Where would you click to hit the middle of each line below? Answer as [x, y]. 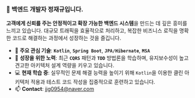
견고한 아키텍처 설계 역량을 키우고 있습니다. [64, 66]
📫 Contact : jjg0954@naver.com [54, 89]
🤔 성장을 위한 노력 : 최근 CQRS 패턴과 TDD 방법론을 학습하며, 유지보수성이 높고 [102, 58]
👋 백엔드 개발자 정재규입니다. [45, 9]
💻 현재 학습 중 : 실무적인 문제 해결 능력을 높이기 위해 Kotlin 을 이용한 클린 [99, 73]
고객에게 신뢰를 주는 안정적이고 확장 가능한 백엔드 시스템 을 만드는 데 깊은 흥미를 [97, 23]
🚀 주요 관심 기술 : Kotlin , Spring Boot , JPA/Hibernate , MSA [82, 51]
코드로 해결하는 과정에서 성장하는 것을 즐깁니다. [67, 38]
